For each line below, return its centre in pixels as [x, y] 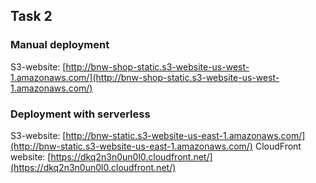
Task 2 [31, 16]
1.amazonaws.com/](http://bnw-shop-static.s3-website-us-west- [145, 77]
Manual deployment [60, 45]
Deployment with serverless [80, 114]
